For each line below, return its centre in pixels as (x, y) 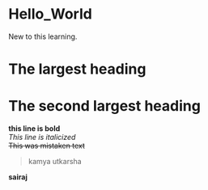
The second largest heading (104, 106)
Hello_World (51, 14)
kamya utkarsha (55, 162)
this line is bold (34, 129)
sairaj (18, 177)
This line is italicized (42, 137)
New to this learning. (43, 36)
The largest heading (77, 69)
